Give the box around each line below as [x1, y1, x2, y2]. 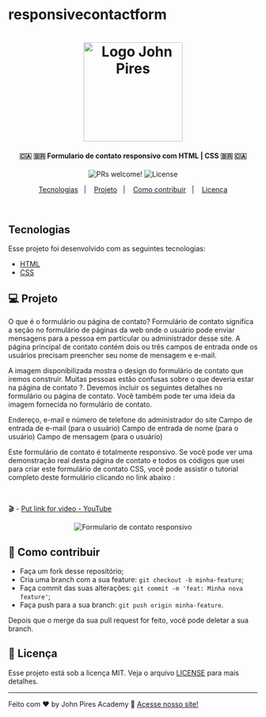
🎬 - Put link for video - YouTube [8, 504, 112, 514]
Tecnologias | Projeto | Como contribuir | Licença [38, 184, 228, 194]
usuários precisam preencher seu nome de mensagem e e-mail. [8, 351, 217, 360]
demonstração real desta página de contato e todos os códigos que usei [8, 456, 245, 465]
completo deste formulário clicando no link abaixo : [8, 472, 176, 482]
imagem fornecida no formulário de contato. [8, 399, 153, 410]
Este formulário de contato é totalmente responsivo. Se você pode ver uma [8, 447, 253, 457]
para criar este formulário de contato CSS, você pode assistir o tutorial [8, 465, 239, 474]
